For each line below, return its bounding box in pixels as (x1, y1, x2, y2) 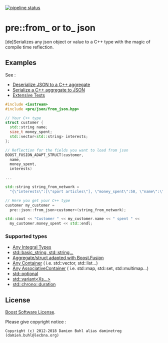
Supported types (5, 233, 47, 240)
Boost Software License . (5, 309, 56, 315)
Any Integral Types (12, 244, 51, 250)
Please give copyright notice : (5, 319, 66, 325)
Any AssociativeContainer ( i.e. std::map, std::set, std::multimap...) (12, 265, 149, 271)
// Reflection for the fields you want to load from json (5, 147, 128, 152)
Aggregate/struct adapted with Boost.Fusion (12, 255, 104, 261)
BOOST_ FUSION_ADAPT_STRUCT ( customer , (5, 152, 84, 157)
